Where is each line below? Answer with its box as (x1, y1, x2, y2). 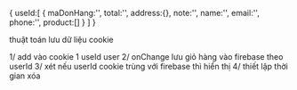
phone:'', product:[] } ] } (9, 17, 96, 28)
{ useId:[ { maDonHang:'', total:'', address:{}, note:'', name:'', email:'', (9, 8, 260, 18)
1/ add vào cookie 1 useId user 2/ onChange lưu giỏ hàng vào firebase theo (9, 52, 284, 61)
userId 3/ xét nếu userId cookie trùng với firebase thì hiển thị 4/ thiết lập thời (9, 61, 289, 71)
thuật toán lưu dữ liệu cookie (9, 35, 114, 45)
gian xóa (9, 70, 41, 81)
